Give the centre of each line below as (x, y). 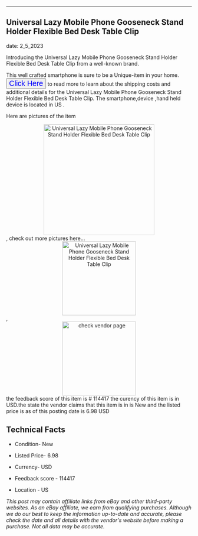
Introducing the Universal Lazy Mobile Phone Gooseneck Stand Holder (92, 57)
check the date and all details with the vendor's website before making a (95, 520)
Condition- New (34, 444)
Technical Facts (36, 430)
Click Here (26, 83)
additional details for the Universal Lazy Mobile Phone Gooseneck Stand (94, 92)
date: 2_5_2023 (25, 46)
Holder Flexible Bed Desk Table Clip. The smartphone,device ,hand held (93, 98)
